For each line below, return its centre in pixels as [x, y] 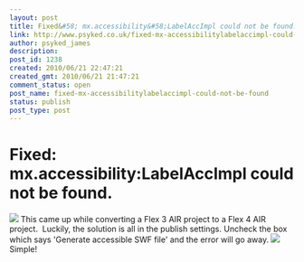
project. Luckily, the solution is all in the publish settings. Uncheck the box [148, 229]
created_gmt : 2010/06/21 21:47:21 [75, 77]
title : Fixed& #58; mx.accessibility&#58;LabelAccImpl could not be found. [153, 26]
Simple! [24, 249]
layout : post [34, 18]
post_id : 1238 [36, 60]
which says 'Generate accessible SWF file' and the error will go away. [139, 239]
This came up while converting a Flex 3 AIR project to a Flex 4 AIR [143, 220]
